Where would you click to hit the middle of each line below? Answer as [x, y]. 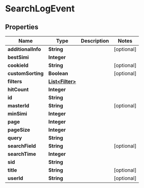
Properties [22, 27]
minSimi [17, 114]
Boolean [58, 73]
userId [15, 178]
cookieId [18, 65]
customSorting [25, 73]
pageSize [19, 130]
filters [15, 81]
